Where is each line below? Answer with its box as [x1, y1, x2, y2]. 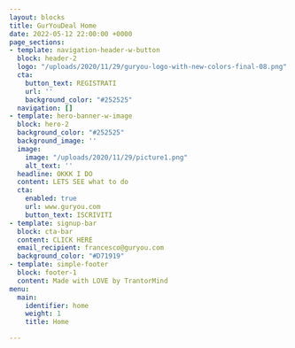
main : [17, 293, 38, 302]
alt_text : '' [25, 161, 74, 170]
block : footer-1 [17, 268, 77, 277]
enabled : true [25, 194, 77, 204]
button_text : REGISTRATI [25, 79, 117, 88]
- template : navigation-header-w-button [9, 46, 161, 55]
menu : [9, 284, 29, 293]
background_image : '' [17, 136, 97, 145]
